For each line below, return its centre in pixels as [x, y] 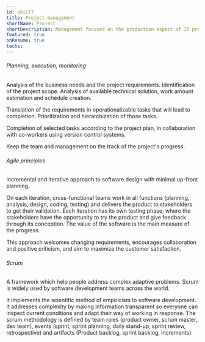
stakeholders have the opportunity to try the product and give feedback [96, 218]
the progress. [23, 230]
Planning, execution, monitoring [46, 66]
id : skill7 [20, 12]
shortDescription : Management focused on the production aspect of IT [98, 29]
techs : [15, 47]
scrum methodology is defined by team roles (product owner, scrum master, [102, 320]
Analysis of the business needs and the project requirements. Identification [101, 85]
